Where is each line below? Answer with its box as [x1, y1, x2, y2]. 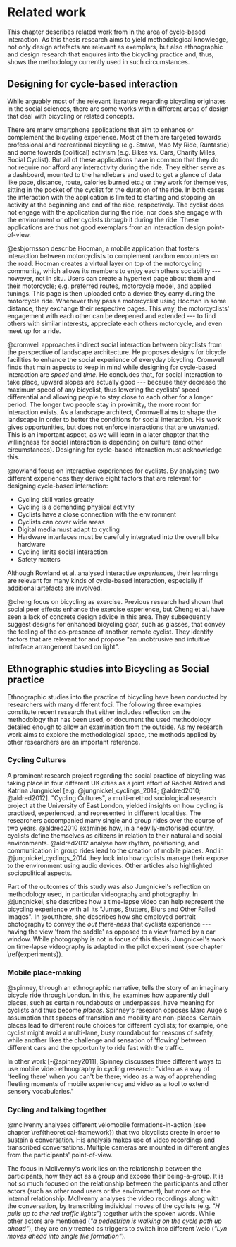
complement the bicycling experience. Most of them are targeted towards [7, 133, 221, 141]
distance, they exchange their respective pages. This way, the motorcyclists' [7, 304, 230, 313]
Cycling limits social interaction [17, 548, 108, 556]
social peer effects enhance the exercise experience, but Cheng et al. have [7, 605, 225, 613]
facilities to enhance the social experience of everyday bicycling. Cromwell [7, 355, 225, 363]
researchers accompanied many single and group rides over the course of [7, 816, 223, 824]
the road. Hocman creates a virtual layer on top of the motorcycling [7, 259, 202, 267]
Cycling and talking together [7, 1105, 107, 1115]
